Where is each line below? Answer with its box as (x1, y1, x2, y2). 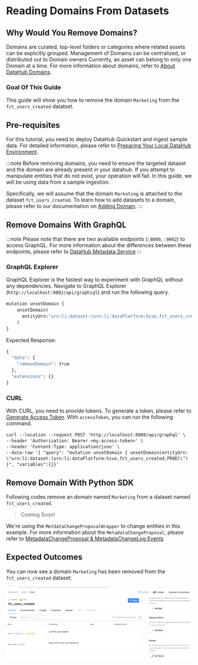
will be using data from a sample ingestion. (6, 179, 110, 186)
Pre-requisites (6, 120, 60, 130)
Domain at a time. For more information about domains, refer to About (6, 62, 176, 69)
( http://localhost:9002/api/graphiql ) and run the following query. (6, 288, 170, 296)
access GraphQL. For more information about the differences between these (6, 241, 192, 249)
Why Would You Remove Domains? (6, 28, 137, 38)
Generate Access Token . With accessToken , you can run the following (6, 414, 173, 421)
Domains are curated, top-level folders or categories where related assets (6, 43, 186, 50)
